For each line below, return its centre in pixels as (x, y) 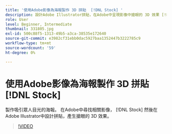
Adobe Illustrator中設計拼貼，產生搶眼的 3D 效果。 (58, 116)
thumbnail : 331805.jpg (29, 29)
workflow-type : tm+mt (28, 43)
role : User (17, 19)
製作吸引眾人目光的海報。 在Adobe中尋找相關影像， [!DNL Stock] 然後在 (81, 110)
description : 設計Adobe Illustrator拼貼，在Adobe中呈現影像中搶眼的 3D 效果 (82, 15)
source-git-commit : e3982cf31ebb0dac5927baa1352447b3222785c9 (73, 39)
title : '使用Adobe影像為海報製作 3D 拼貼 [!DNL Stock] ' (64, 10)
